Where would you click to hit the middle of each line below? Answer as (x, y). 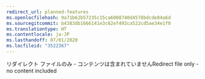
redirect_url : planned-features (47, 12)
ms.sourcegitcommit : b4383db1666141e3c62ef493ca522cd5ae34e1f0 (89, 23)
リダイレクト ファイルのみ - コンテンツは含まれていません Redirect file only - (102, 64)
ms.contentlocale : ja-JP (38, 35)
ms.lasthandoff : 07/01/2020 (42, 40)
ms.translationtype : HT (37, 29)
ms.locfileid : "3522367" (38, 46)
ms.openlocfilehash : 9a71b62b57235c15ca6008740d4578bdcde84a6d (89, 18)
